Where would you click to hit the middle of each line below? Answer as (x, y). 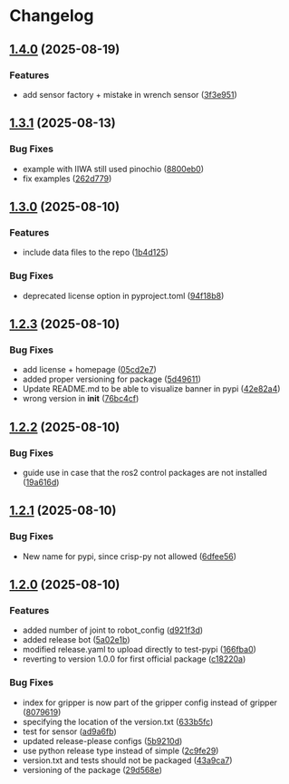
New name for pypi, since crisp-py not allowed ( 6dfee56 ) (130, 556)
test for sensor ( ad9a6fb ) (69, 731)
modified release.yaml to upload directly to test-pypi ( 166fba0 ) (139, 650)
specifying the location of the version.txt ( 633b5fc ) (118, 721)
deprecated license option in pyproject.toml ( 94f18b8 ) (123, 295)
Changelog (52, 16)
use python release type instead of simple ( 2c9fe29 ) (120, 750)
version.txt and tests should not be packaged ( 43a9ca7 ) (127, 760)
